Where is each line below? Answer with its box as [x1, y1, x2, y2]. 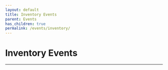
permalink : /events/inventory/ [5, 26, 70, 31]
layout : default [5, 7, 39, 12]
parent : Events [5, 16, 37, 21]
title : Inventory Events [5, 12, 57, 17]
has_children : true [5, 21, 46, 26]
